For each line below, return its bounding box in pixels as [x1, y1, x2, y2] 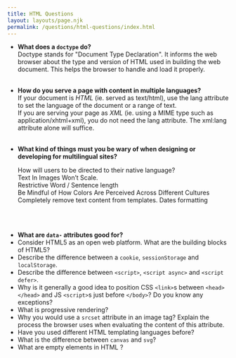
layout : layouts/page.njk [7, 17, 83, 24]
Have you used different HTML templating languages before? [17, 328, 195, 337]
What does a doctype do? [17, 43, 91, 51]
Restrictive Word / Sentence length [17, 181, 119, 190]
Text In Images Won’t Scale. [17, 173, 98, 182]
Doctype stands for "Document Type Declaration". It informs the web [17, 50, 218, 58]
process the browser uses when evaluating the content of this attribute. [17, 321, 225, 329]
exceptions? [17, 298, 53, 307]
